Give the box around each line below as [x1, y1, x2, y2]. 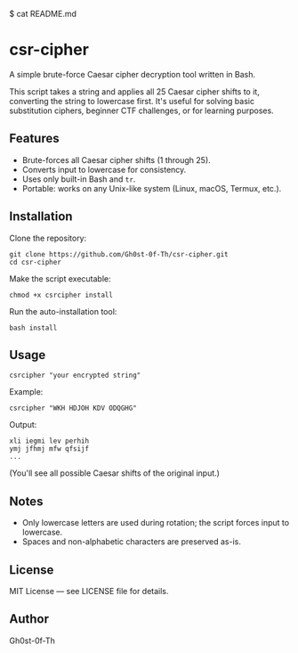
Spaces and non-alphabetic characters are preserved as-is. [21, 536, 242, 547]
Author [9, 611, 49, 627]
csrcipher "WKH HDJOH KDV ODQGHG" [9, 404, 138, 413]
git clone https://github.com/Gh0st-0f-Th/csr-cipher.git [9, 249, 229, 258]
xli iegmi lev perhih [9, 437, 90, 445]
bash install [9, 323, 58, 332]
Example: [9, 387, 44, 397]
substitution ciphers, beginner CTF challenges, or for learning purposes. [9, 105, 274, 116]
